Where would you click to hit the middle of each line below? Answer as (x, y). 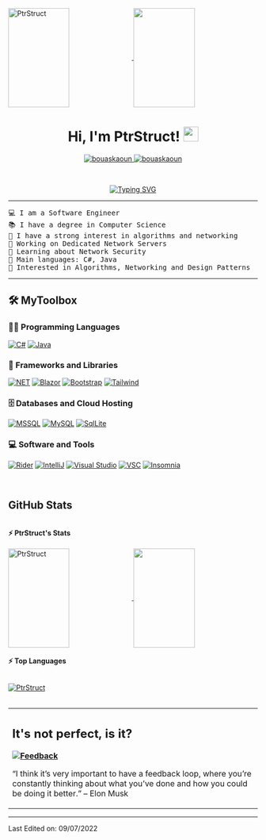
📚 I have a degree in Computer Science (87, 224)
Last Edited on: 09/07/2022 (53, 828)
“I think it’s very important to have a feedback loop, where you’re (132, 773)
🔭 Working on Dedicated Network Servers (88, 244)
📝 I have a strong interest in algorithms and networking (123, 236)
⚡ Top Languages (37, 661)
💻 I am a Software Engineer (64, 213)
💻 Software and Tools (51, 445)
